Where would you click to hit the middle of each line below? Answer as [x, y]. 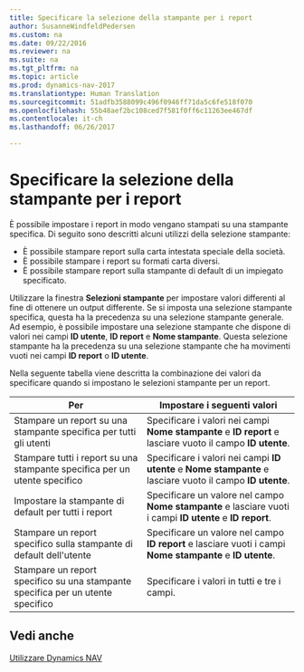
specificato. [44, 280]
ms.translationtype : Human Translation [85, 93]
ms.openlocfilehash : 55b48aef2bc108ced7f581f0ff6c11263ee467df [131, 110]
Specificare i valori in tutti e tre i [214, 581]
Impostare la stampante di [69, 501]
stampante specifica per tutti [75, 431]
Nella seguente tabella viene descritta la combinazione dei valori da [135, 373]
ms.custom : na [36, 34]
